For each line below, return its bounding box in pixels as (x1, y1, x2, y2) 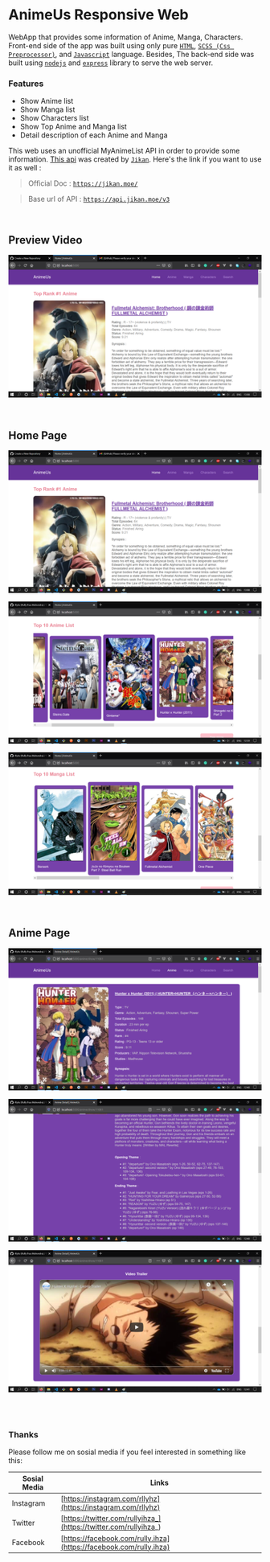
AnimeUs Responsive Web (8, 6, 189, 24)
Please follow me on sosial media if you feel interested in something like (8, 1447, 247, 1457)
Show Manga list (19, 105, 76, 114)
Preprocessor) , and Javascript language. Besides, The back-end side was (8, 49, 255, 59)
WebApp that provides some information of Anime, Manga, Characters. (8, 32, 243, 42)
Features (8, 78, 44, 89)
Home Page (8, 428, 67, 442)
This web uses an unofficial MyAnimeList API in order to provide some (8, 146, 240, 156)
